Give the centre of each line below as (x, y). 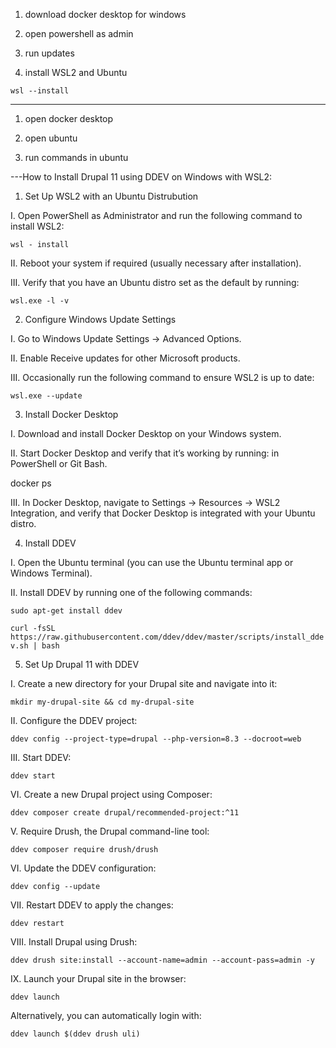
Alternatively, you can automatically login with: (106, 1015)
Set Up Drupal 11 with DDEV (82, 664)
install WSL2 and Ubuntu (76, 72)
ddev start (33, 776)
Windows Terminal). (51, 573)
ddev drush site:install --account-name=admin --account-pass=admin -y (162, 960)
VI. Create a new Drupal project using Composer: (111, 794)
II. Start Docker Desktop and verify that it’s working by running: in (145, 453)
